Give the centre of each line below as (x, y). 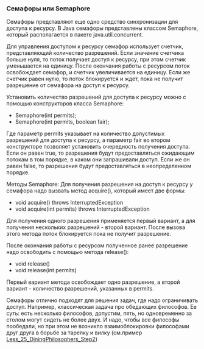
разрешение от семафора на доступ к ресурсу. (68, 85)
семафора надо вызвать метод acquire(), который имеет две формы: (96, 191)
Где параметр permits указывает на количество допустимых (86, 134)
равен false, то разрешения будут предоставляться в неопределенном (99, 166)
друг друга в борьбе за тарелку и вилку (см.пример (74, 333)
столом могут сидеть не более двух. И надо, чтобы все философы (93, 320)
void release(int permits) (46, 270)
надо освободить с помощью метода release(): (68, 252)
